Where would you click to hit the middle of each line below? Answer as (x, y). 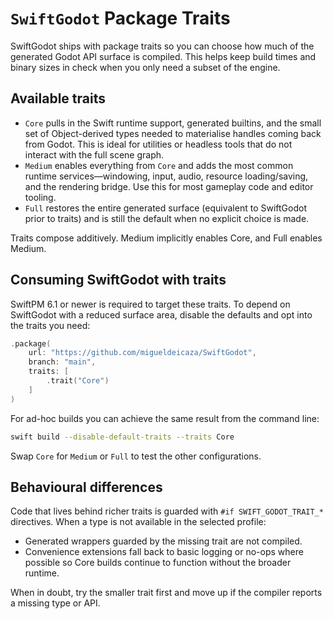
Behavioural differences (86, 487)
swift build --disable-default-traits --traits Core (122, 437)
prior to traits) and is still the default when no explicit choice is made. (167, 218)
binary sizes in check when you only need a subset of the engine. (145, 67)
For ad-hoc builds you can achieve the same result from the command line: (165, 418)
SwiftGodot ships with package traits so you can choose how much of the (162, 46)
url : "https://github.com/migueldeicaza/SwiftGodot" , (142, 353)
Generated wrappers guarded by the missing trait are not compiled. (163, 541)
